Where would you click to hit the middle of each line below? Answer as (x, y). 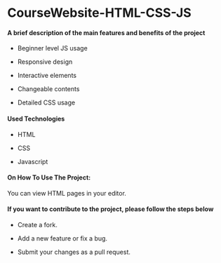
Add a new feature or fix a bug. (62, 238)
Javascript (33, 161)
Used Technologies (36, 119)
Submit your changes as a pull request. (74, 252)
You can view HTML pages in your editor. (67, 193)
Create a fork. (37, 225)
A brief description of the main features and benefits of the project (106, 32)
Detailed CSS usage (46, 102)
